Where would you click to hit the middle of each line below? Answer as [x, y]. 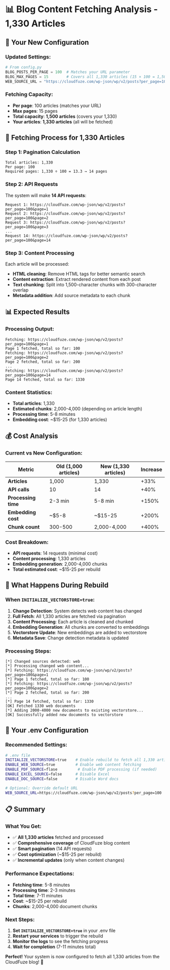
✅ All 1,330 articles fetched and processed [58, 837]
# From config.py [24, 67]
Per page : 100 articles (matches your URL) [57, 105]
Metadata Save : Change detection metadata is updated [71, 638]
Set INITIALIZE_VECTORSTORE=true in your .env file [64, 930]
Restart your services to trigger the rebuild [58, 936]
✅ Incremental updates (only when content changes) [69, 860]
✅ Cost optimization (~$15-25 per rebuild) [57, 854]
